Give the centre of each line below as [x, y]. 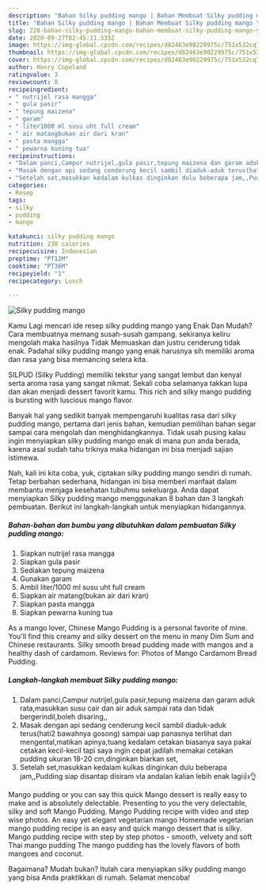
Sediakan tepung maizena [62, 570]
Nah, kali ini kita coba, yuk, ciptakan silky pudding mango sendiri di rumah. [130, 473]
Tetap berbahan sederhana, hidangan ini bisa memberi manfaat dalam [123, 482]
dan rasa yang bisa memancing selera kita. [78, 360]
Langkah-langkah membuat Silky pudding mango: [93, 680]
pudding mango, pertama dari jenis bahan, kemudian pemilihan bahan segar [132, 424]
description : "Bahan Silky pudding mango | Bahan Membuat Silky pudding [131, 15]
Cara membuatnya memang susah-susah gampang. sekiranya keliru [120, 334]
